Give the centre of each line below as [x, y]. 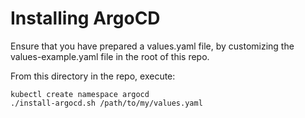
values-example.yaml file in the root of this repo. [110, 56]
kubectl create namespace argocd [80, 94]
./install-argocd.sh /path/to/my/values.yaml [106, 103]
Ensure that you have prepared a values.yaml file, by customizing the [152, 46]
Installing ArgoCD [85, 18]
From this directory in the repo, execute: [93, 76]
